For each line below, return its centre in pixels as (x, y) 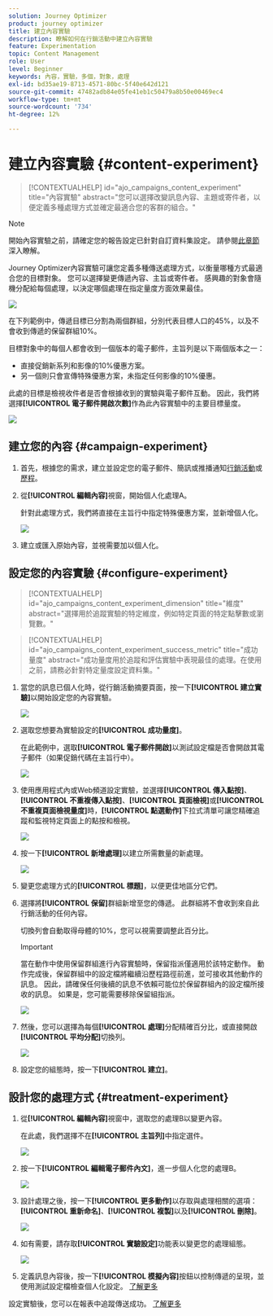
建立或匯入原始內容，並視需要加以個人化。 (91, 545)
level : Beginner (36, 69)
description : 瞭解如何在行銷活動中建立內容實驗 (80, 39)
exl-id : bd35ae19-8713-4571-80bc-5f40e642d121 (89, 84)
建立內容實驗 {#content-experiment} (134, 164)
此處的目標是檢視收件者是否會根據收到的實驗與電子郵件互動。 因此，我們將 (134, 393)
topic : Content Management (54, 54)
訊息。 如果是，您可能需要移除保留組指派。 (107, 994)
